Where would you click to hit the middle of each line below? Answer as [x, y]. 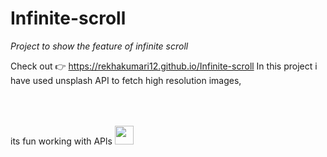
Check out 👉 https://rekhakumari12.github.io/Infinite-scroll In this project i [164, 66]
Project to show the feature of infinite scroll [99, 46]
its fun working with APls [61, 141]
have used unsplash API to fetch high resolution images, [126, 80]
